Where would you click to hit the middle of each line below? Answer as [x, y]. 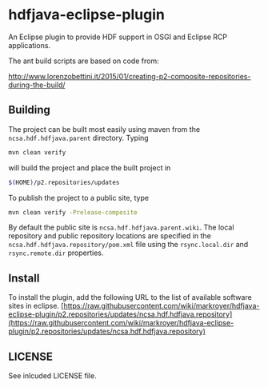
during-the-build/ [37, 85]
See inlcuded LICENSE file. [53, 376]
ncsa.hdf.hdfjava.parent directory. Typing [79, 138]
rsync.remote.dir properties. [56, 253]
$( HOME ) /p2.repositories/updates [64, 182]
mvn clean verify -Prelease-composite [73, 212]
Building [29, 110]
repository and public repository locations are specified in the [110, 236]
